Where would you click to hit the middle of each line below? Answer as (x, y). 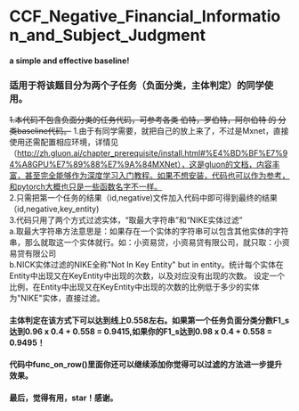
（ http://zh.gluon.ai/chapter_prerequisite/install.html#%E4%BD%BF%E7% (146, 153)
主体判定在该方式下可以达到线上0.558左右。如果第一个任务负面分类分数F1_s (149, 320)
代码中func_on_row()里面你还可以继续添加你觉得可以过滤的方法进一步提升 (146, 365)
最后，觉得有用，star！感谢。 (64, 398)
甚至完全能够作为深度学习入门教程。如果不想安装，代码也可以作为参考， (157, 176)
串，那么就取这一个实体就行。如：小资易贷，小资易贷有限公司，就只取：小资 (149, 242)
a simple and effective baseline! (69, 61)
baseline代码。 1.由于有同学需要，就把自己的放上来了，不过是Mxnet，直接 (153, 131)
